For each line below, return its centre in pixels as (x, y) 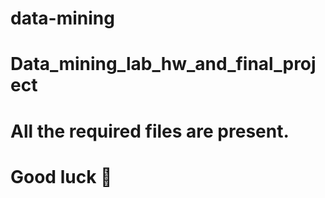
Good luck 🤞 (61, 176)
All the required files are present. (150, 131)
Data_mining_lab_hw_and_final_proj (163, 64)
